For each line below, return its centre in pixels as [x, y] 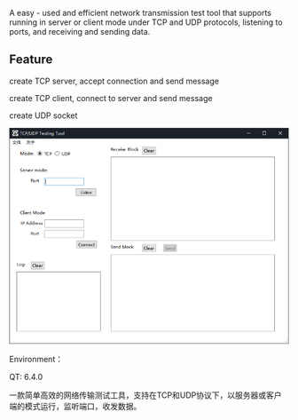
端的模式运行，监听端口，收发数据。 [75, 407]
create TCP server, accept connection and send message [114, 81]
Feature [31, 60]
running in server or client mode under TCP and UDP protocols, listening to [146, 22]
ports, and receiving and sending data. [80, 32]
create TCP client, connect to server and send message [111, 98]
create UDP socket [43, 115]
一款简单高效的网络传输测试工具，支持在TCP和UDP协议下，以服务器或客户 [145, 395]
